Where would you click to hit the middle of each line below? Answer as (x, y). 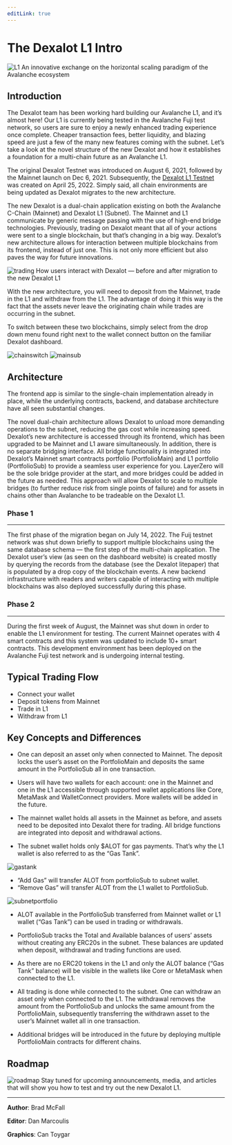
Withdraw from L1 (42, 716)
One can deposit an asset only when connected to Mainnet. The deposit (120, 754)
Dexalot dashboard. (35, 342)
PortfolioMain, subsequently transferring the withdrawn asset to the (113, 1014)
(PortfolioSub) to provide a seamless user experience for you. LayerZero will (115, 466)
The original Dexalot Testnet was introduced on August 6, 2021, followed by (115, 170)
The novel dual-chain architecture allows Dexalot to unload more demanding (116, 422)
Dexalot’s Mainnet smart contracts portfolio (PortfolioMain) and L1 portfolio (113, 459)
